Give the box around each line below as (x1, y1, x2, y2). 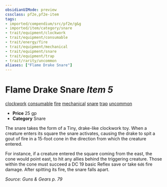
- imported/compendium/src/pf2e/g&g (5, 21, 81, 26)
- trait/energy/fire (5, 40, 48, 45)
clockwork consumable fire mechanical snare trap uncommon (5, 100, 133, 107)
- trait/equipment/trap (5, 53, 55, 59)
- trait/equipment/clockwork (5, 30, 66, 35)
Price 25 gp (12, 110, 37, 116)
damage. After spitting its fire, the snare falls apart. (5, 167, 110, 173)
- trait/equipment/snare (5, 49, 57, 54)
